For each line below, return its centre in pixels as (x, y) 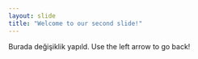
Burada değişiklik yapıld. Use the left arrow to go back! (99, 46)
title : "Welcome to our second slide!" (76, 23)
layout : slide (32, 16)
